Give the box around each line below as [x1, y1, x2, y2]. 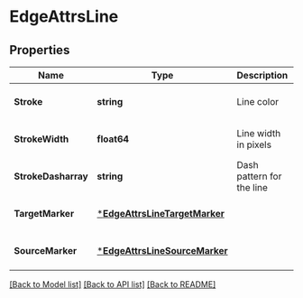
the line [236, 182, 269, 193]
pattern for [236, 170, 282, 182]
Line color [236, 96, 280, 107]
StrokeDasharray [14, 170, 88, 182]
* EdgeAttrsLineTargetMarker [96, 208, 225, 219]
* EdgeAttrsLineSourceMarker [96, 245, 228, 256]
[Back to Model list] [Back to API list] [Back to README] [9, 279, 216, 290]
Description [236, 70, 289, 81]
